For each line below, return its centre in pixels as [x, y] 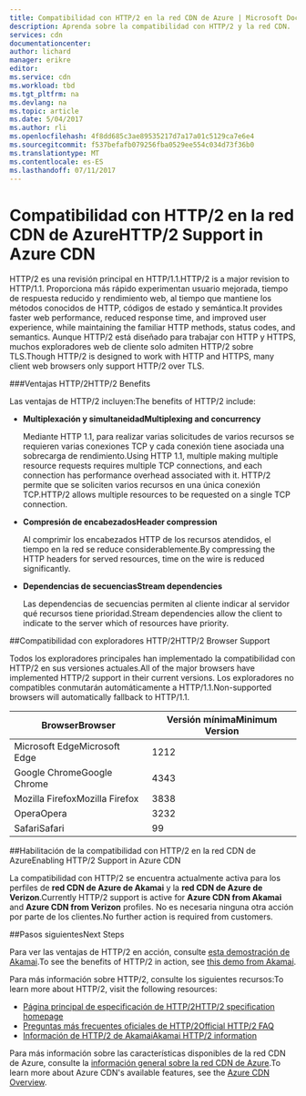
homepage [43, 1017]
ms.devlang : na [38, 102]
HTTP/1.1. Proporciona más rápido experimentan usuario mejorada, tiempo [149, 289]
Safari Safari [39, 828]
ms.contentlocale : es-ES [56, 162]
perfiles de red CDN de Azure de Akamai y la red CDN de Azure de [136, 888]
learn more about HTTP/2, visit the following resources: [113, 989]
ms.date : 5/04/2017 [46, 119]
